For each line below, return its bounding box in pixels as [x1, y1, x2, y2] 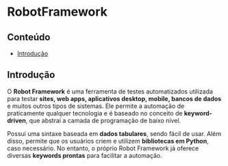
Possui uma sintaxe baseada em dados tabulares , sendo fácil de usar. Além [7, 129, 221, 137]
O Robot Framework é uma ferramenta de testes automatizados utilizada [7, 87, 214, 96]
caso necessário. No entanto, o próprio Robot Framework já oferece [7, 144, 199, 152]
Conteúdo [7, 31, 51, 43]
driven [7, 116, 26, 124]
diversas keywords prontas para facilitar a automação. [7, 151, 162, 159]
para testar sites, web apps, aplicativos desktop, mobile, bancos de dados [7, 94, 222, 102]
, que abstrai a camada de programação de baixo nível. [25, 116, 181, 124]
